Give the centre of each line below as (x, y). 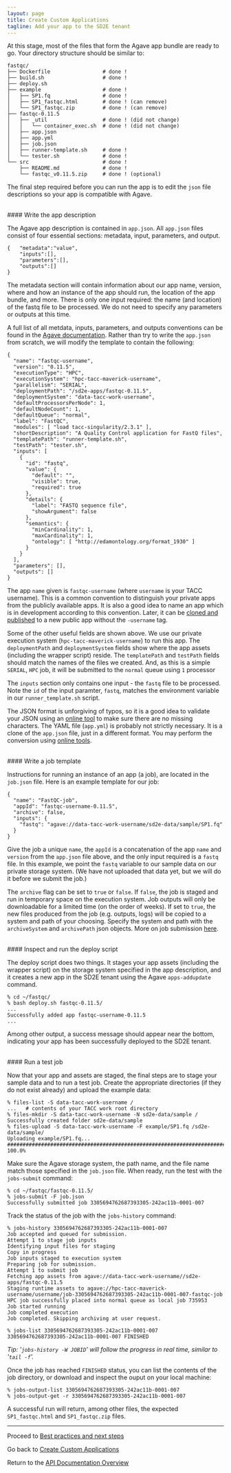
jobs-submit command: (40, 1178)
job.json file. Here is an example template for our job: (83, 782)
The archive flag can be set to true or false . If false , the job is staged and (113, 892)
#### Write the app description (52, 215)
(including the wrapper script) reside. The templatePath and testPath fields (113, 656)
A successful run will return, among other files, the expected (93, 1409)
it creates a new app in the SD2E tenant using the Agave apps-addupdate (109, 977)
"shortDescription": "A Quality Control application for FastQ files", (118, 433)
